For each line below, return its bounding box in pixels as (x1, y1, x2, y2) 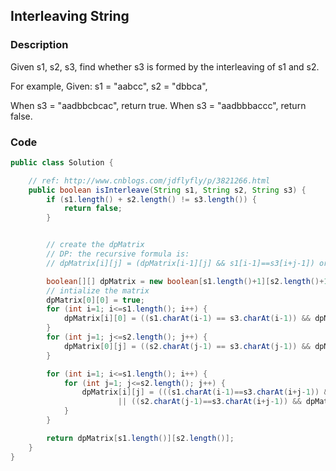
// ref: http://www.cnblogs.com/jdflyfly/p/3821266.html (28, 175, 271, 186)
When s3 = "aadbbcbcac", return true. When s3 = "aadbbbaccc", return (10, 99, 307, 111)
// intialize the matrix (46, 285, 150, 296)
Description (10, 38, 69, 52)
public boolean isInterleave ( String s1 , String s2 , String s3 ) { (28, 185, 307, 195)
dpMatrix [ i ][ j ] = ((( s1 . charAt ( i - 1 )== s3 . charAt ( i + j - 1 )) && (81, 387, 333, 398)
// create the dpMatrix (46, 240, 145, 250)
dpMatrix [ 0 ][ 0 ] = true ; (46, 295, 145, 305)
